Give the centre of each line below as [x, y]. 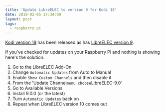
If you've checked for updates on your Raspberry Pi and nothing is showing [83, 52]
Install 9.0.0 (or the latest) [39, 94]
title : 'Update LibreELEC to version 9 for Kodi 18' [61, 10]
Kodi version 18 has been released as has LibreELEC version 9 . [70, 42]
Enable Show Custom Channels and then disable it [62, 78]
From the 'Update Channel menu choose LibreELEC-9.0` [67, 83]
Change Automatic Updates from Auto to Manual [62, 72]
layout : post [19, 19]
